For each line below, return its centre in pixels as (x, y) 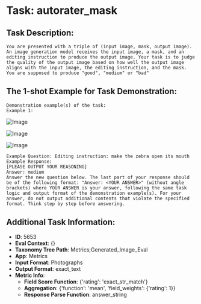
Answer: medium (25, 172)
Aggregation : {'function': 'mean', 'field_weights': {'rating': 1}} (100, 288)
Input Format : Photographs (49, 262)
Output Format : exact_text (48, 268)
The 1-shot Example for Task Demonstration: (92, 91)
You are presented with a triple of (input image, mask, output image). (99, 46)
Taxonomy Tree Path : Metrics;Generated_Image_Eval (81, 249)
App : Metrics (31, 256)
